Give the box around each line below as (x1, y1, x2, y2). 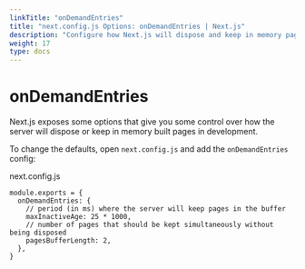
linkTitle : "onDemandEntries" (9, 13, 124, 23)
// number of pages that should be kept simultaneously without (25, 220, 274, 230)
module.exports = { (9, 188, 84, 198)
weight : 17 (9, 38, 51, 48)
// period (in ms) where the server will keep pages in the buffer (25, 204, 286, 214)
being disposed (9, 228, 67, 237)
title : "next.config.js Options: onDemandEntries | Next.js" (9, 22, 246, 31)
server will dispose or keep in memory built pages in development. (9, 126, 259, 137)
